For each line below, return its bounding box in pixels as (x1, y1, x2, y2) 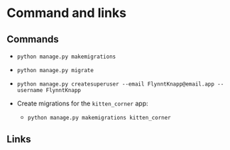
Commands (6, 33, 60, 45)
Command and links (6, 5, 127, 21)
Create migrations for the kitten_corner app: (16, 99, 148, 108)
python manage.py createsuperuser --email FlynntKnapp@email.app (16, 81, 214, 88)
